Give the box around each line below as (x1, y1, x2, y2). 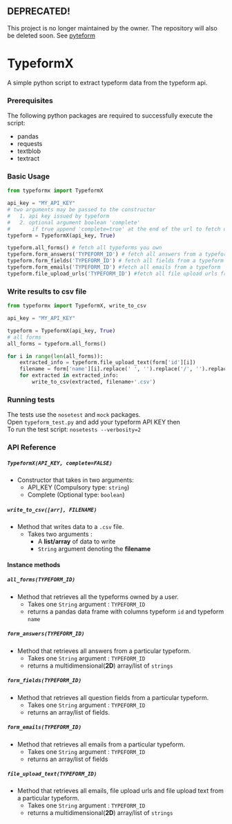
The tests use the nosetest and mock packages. (7, 411, 141, 419)
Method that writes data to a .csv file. (17, 523, 124, 531)
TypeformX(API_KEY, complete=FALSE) (7, 460, 113, 467)
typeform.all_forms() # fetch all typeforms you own (7, 244, 162, 251)
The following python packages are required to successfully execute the (7, 111, 213, 120)
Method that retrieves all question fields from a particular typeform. (17, 693, 209, 701)
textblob (17, 147, 41, 155)
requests (17, 140, 43, 148)
